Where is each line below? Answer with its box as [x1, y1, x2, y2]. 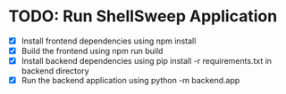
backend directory [21, 66, 90, 76]
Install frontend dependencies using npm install [21, 35, 197, 46]
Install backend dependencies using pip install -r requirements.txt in [21, 56, 273, 67]
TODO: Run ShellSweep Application [8, 6, 278, 27]
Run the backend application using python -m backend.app [21, 75, 240, 86]
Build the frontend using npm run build [21, 46, 164, 56]
